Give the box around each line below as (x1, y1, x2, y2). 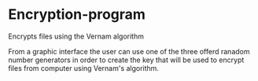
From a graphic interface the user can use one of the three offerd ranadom (8, 46, 250, 56)
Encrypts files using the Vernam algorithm (8, 31, 144, 41)
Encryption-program (8, 6, 146, 24)
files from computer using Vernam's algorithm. (8, 63, 160, 72)
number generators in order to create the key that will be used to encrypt (8, 55, 245, 64)
